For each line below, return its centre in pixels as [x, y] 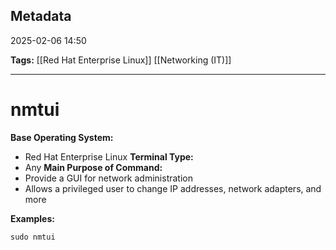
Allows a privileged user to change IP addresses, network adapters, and [173, 188]
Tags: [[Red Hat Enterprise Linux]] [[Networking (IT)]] [121, 60]
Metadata [41, 16]
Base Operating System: [62, 137]
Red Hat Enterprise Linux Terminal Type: [109, 156]
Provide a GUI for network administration [108, 178]
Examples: [32, 218]
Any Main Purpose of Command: [93, 167]
